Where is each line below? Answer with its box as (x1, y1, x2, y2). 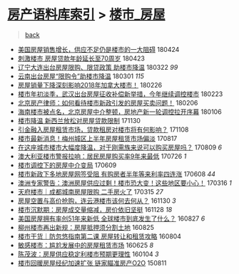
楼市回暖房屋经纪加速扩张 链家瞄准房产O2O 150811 (17, 258, 167, 267)
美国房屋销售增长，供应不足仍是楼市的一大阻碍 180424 (17, 45, 180, 53)
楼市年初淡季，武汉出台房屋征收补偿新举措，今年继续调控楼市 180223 (17, 90, 223, 98)
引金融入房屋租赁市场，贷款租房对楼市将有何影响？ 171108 (17, 125, 189, 134)
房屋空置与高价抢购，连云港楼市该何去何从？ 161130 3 (17, 196, 176, 205)
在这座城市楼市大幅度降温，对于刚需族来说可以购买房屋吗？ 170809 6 (17, 143, 223, 152)
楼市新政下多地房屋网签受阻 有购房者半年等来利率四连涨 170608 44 (17, 169, 216, 178)
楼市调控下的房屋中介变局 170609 (17, 161, 117, 169)
